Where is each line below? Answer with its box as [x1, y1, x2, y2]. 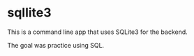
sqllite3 [7, 5, 52, 21]
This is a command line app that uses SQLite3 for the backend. [7, 28, 188, 36]
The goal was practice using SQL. [7, 41, 105, 49]
